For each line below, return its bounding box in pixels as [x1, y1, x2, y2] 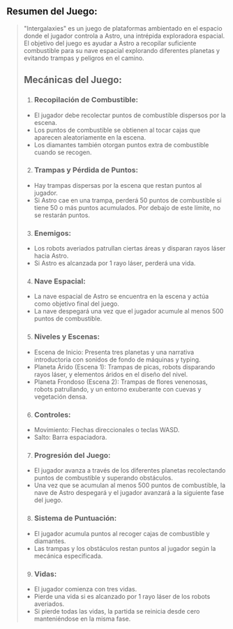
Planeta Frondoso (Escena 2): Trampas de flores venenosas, [33, 377, 208, 386]
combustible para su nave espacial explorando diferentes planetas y [23, 46, 220, 54]
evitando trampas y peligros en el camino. [23, 54, 144, 62]
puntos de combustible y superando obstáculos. [33, 474, 174, 482]
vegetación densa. [33, 392, 88, 401]
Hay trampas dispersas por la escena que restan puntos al [33, 181, 202, 189]
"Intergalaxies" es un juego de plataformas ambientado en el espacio [23, 24, 223, 32]
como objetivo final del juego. [33, 299, 119, 308]
